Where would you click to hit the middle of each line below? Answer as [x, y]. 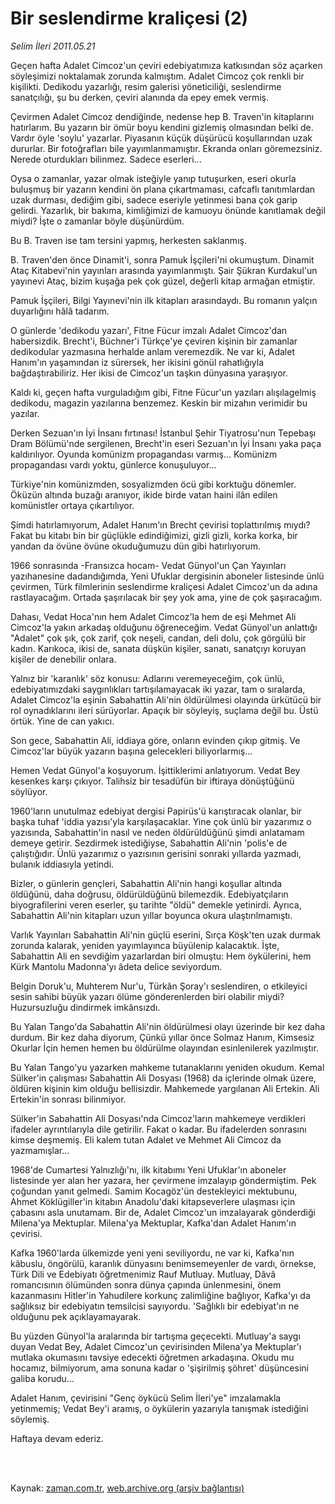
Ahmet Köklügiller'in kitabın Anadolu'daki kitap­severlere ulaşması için [153, 1201]
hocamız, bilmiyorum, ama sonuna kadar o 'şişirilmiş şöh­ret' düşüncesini [159, 1368]
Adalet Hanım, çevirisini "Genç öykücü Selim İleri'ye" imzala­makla [146, 1398]
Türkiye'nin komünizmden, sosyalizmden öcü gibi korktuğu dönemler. [153, 484]
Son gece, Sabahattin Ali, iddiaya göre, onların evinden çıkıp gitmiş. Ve [155, 740]
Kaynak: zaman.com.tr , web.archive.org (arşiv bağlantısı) [127, 1488]
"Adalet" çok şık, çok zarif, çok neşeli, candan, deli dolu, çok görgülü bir [158, 638]
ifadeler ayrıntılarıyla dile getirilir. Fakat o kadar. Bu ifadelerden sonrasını [158, 1129]
